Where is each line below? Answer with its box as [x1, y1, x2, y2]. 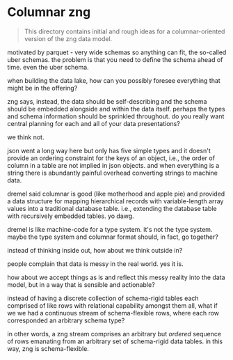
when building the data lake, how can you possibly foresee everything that [7, 76, 220, 84]
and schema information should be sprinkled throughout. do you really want [7, 112, 225, 120]
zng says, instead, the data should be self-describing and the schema [7, 97, 207, 105]
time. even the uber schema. [7, 63, 89, 71]
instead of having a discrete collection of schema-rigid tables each [7, 294, 200, 302]
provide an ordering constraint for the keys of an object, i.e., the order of [7, 154, 216, 162]
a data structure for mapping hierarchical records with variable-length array [7, 196, 224, 205]
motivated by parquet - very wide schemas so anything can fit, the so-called [7, 48, 227, 56]
